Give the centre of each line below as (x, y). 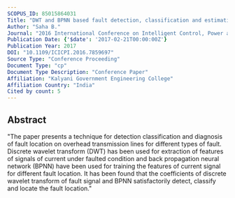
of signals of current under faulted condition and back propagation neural (113, 158)
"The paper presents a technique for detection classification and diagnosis (115, 136)
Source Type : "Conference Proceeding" (64, 59)
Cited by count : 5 (34, 91)
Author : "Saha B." (34, 26)
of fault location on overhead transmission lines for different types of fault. (114, 144)
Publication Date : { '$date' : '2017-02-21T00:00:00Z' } (87, 40)
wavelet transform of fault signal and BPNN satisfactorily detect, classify (112, 181)
